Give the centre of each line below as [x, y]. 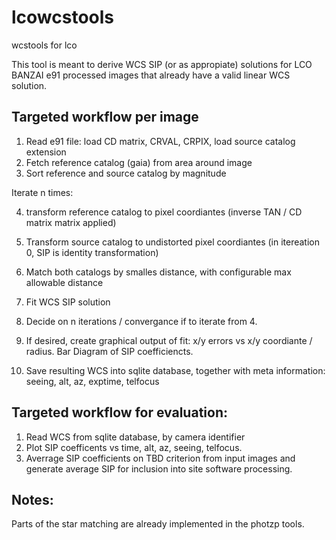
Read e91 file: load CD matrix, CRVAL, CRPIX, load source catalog [160, 141]
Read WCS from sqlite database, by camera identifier [135, 437]
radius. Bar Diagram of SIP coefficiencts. [109, 351]
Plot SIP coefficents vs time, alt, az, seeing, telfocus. [134, 447]
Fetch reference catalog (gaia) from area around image [139, 162]
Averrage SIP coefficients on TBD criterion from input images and [160, 458]
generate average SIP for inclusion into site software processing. [159, 468]
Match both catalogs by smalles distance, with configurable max [158, 272]
